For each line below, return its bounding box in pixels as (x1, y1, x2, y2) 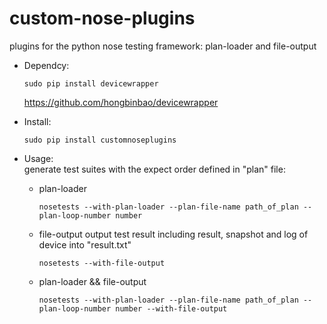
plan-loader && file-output (38, 275, 147, 287)
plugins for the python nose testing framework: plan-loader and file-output (9, 40, 317, 52)
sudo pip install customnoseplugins (23, 135, 177, 145)
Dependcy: (23, 59, 70, 71)
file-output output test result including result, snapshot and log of (38, 228, 309, 240)
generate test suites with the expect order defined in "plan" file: (23, 163, 286, 175)
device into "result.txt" (38, 238, 132, 251)
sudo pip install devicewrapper (23, 78, 159, 89)
